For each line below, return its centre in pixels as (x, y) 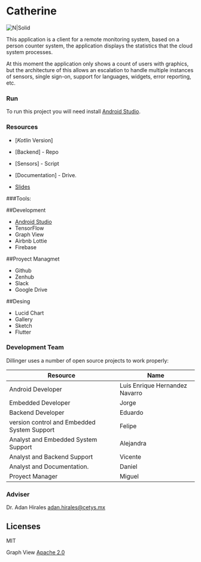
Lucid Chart (29, 313)
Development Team (35, 348)
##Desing (18, 301)
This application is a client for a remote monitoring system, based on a (93, 39)
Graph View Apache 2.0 (36, 552)
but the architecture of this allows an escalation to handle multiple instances (100, 70)
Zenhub (25, 277)
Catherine (31, 11)
